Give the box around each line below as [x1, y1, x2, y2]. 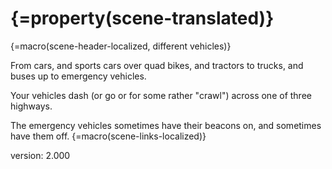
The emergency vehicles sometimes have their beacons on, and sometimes [10, 119, 322, 131]
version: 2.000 [10, 149, 71, 161]
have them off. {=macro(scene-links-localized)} [10, 130, 207, 142]
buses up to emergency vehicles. [10, 70, 147, 82]
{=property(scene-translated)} [10, 7, 275, 30]
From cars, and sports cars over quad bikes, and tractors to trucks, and [10, 59, 304, 71]
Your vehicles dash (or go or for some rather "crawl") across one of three [10, 89, 312, 101]
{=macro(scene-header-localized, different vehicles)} [10, 40, 232, 52]
